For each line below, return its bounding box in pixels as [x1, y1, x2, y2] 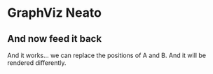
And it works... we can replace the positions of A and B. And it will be [7, 51, 207, 59]
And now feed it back [7, 33, 102, 45]
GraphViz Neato [7, 5, 102, 21]
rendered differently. [7, 59, 67, 67]
